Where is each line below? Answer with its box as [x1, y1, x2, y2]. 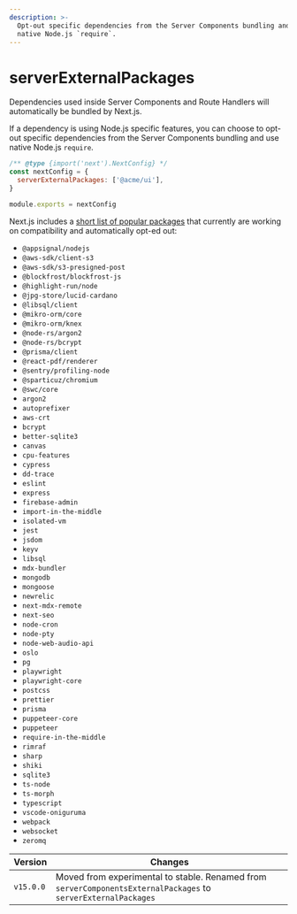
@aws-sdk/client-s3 [21, 253, 95, 262]
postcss [21, 686, 50, 695]
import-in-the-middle [21, 507, 102, 516]
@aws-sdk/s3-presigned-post [21, 263, 126, 272]
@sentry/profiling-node [21, 366, 110, 375]
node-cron [21, 620, 59, 629]
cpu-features [21, 450, 71, 460]
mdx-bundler [21, 564, 66, 572]
